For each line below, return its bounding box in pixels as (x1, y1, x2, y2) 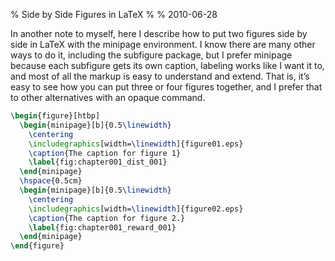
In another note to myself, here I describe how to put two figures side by (10, 28, 308, 39)
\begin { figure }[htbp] (10, 111, 101, 121)
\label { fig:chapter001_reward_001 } (28, 222, 177, 233)
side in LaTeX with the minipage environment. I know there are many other (10, 39, 316, 50)
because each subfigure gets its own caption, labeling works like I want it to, (10, 60, 325, 71)
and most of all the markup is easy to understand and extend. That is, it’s (10, 70, 310, 82)
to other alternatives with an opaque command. (10, 92, 206, 103)
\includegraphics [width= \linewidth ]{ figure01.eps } (28, 139, 244, 149)
